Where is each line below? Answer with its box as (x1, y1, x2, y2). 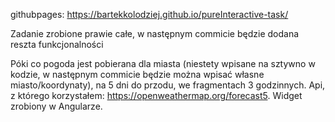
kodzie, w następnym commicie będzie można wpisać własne (10, 69, 265, 80)
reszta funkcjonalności (10, 39, 104, 50)
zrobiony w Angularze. (10, 100, 103, 112)
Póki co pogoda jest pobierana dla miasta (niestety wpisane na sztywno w (10, 58, 316, 69)
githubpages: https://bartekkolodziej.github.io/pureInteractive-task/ (10, 9, 289, 20)
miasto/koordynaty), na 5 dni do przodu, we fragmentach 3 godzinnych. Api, (10, 79, 326, 91)
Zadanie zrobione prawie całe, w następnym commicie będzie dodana (10, 28, 300, 39)
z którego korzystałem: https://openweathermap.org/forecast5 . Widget (10, 90, 303, 101)
